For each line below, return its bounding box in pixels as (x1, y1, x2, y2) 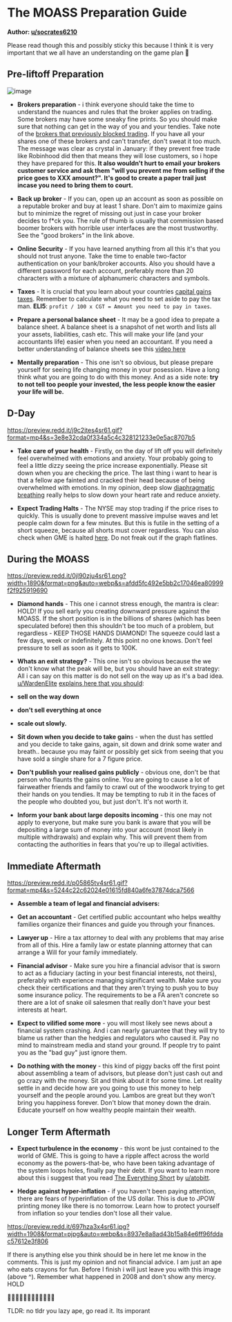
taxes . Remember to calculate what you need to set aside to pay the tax (17, 294, 221, 303)
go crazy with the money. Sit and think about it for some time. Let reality (17, 1077, 222, 1085)
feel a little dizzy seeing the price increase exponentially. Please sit (17, 461, 208, 469)
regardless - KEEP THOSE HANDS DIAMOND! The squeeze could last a (17, 629, 220, 637)
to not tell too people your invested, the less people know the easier (17, 380, 215, 388)
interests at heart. (17, 1005, 68, 1014)
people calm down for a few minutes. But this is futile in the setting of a (17, 518, 220, 527)
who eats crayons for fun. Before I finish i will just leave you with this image (7, 1265, 221, 1273)
